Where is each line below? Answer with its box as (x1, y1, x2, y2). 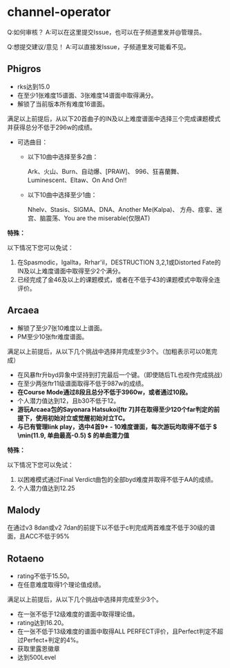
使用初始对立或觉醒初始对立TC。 (35, 413, 129, 422)
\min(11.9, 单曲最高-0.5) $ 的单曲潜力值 (17, 431, 130, 440)
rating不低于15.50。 (17, 572, 74, 580)
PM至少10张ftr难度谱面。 (17, 332, 88, 341)
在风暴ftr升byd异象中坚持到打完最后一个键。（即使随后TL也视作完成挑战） (17, 370, 227, 379)
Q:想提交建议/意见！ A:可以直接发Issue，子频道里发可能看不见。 (7, 42, 190, 51)
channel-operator (7, 4, 111, 20)
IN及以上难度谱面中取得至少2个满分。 (17, 267, 124, 275)
